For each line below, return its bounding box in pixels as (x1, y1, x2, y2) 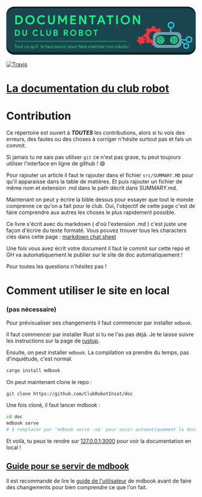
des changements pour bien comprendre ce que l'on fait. (6, 483, 147, 490)
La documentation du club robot (6, 82, 170, 96)
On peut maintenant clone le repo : (6, 378, 92, 385)
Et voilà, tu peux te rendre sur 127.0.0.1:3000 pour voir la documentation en (6, 438, 191, 445)
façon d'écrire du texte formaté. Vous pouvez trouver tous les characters (6, 227, 187, 234)
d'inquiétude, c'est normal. (6, 355, 73, 362)
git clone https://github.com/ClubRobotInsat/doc (6, 391, 133, 397)
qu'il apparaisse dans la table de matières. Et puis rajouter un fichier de (6, 178, 182, 185)
